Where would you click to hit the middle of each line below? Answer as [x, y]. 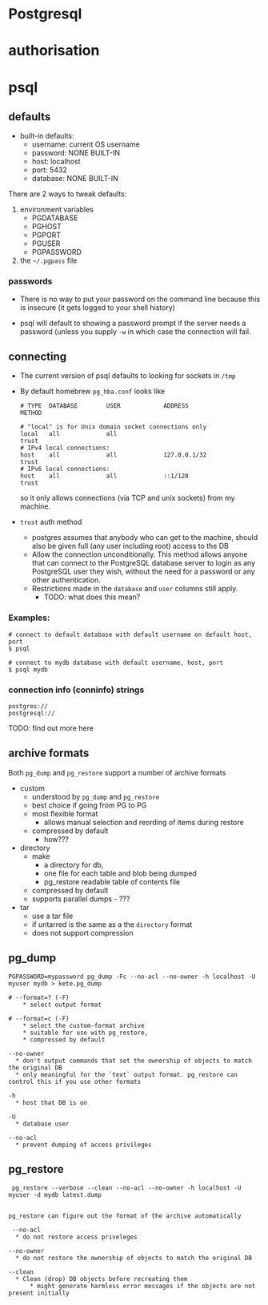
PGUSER [46, 244]
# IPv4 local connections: [65, 448]
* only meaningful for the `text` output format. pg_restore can [127, 1074]
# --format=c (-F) [39, 1018]
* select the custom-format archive [84, 1025]
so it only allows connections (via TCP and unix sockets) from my [127, 498]
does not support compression [82, 932]
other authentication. [66, 580]
